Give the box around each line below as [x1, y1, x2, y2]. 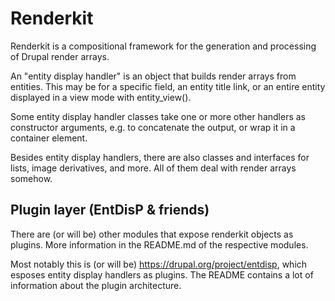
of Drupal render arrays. [10, 50, 110, 62]
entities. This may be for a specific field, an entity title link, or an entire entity [10, 80, 326, 92]
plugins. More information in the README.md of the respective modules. [10, 238, 309, 251]
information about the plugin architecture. [10, 279, 182, 291]
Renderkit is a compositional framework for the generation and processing [10, 40, 317, 52]
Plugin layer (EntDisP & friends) [10, 202, 210, 219]
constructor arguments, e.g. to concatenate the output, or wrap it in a [10, 121, 296, 133]
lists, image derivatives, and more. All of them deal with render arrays [10, 162, 297, 174]
